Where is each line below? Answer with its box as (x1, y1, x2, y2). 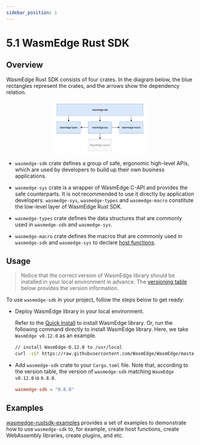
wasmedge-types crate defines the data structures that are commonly (14, 214, 182, 221)
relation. (6, 89, 27, 96)
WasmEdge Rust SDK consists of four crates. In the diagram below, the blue (6, 75, 193, 83)
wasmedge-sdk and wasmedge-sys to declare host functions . (14, 239, 156, 246)
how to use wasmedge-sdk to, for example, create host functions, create (6, 425, 179, 432)
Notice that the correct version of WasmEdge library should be (20, 272, 175, 279)
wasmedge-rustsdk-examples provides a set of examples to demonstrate (6, 419, 187, 426)
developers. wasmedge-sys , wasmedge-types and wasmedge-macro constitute (14, 196, 194, 203)
